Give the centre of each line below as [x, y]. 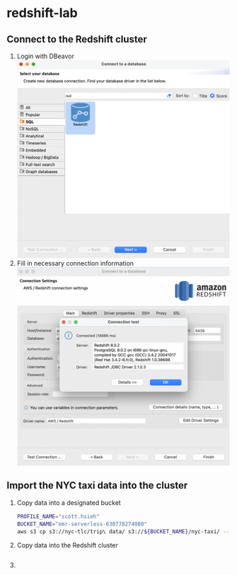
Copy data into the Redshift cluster [67, 545]
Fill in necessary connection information [75, 263]
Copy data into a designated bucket [69, 502]
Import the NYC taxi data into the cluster [97, 485]
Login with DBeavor [46, 56]
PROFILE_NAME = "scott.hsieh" [58, 516]
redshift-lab [42, 13]
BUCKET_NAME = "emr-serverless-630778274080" [82, 524]
